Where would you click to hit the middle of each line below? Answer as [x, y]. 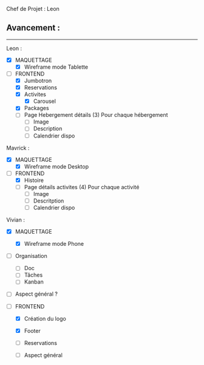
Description [48, 129]
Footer [32, 330]
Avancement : [33, 28]
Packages [37, 108]
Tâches [33, 275]
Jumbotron [38, 81]
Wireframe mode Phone [54, 244]
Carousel [45, 101]
